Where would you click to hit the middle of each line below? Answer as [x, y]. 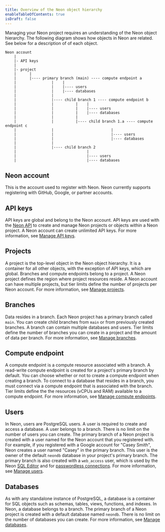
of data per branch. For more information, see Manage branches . [71, 338]
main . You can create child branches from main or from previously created [80, 322]
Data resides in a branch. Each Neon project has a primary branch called [79, 317]
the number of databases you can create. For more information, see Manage [83, 520]
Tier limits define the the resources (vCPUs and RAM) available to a [73, 391]
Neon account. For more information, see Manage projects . [65, 289]
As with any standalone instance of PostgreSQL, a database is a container [80, 498]
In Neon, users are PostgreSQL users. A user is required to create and [76, 424]
